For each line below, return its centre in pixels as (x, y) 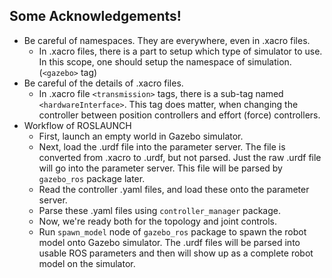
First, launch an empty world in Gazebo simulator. (141, 136)
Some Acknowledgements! (95, 16)
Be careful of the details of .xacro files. (103, 83)
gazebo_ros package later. (92, 178)
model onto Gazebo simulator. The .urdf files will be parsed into (169, 242)
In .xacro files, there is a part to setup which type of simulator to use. (180, 51)
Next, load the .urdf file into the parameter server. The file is (162, 146)
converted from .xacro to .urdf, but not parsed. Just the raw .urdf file (180, 157)
